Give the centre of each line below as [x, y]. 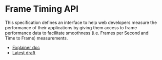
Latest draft [24, 53]
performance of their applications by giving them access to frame [71, 27]
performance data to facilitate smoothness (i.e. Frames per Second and [77, 33]
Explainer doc [26, 47]
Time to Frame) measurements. [37, 38]
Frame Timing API [42, 9]
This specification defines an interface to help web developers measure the [81, 22]
